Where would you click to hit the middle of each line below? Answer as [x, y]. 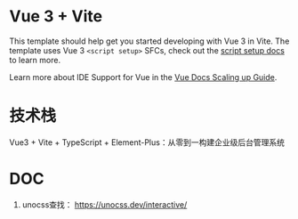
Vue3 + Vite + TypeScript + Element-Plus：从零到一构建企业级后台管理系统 [147, 142]
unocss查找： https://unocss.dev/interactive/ [105, 204]
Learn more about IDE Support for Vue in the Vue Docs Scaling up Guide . [143, 77]
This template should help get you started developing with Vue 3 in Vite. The [149, 41]
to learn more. [35, 60]
